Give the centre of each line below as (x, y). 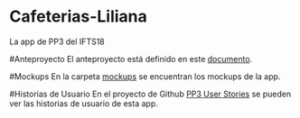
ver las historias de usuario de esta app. (84, 103)
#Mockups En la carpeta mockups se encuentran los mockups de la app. (145, 76)
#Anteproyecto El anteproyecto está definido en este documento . (131, 59)
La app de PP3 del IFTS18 (57, 41)
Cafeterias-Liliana (78, 17)
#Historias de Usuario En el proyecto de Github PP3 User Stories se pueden (150, 94)
